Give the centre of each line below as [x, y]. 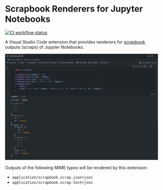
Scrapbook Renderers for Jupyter [74, 9]
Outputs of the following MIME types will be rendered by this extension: [76, 167]
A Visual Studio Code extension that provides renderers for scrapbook [75, 42]
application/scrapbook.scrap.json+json [52, 177]
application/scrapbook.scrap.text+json [52, 182]
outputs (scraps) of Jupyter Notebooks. [45, 47]
